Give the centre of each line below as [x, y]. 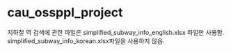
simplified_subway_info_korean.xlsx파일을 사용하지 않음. [86, 41]
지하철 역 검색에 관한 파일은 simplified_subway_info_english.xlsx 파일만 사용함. [116, 32]
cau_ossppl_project [65, 13]
